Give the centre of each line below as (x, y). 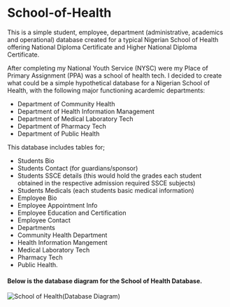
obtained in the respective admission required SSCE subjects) (106, 183)
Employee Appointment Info (57, 205)
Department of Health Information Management (86, 111)
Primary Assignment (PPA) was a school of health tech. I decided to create (115, 76)
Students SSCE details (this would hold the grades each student (109, 176)
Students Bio (36, 160)
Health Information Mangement (62, 242)
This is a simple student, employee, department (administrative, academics (115, 32)
